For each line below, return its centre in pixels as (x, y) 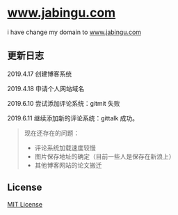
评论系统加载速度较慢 (65, 148)
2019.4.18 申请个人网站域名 (46, 88)
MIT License (25, 204)
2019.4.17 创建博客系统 (40, 74)
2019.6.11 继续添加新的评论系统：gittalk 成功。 (73, 118)
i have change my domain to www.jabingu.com (74, 32)
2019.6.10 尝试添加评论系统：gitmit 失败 (64, 103)
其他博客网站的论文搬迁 (68, 165)
